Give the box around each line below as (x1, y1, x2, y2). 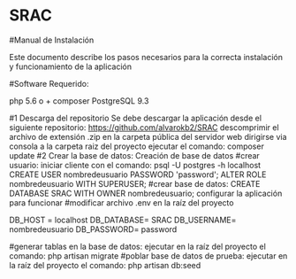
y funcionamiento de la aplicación (9, 61, 133, 72)
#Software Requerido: (9, 78, 89, 89)
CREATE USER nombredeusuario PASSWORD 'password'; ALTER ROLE (9, 169, 267, 180)
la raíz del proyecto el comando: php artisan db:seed (9, 260, 201, 270)
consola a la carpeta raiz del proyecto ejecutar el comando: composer (9, 141, 265, 151)
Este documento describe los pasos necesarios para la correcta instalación (9, 51, 284, 62)
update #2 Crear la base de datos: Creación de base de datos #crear (9, 150, 261, 160)
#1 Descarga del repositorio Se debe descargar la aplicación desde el (9, 112, 262, 123)
